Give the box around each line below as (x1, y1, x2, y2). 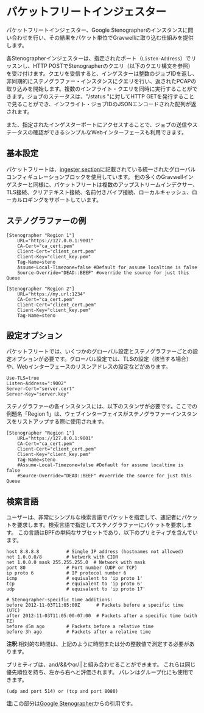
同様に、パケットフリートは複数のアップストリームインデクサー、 (32, 181, 199, 188)
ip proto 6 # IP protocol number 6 (6, 570, 127, 576)
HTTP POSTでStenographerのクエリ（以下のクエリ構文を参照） (32, 62, 194, 70)
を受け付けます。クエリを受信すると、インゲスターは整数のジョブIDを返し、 (6, 70, 198, 77)
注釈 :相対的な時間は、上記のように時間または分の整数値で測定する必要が (6, 640, 190, 648)
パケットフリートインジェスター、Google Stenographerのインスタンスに (6, 26, 188, 34)
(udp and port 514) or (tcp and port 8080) (6, 689, 119, 695)
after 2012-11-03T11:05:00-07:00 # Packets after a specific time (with (6, 613, 198, 619)
